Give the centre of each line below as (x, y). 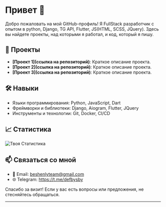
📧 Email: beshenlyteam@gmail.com (48, 174)
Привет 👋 (25, 10)
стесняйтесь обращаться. (33, 195)
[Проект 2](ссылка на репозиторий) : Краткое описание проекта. (82, 67)
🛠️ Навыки (22, 88)
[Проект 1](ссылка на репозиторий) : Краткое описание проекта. (82, 62)
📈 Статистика (28, 129)
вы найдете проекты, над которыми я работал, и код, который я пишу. (80, 34)
